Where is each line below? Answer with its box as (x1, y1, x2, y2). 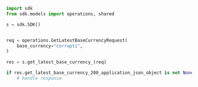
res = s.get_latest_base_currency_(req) (6, 59, 107, 65)
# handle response (16, 75, 62, 81)
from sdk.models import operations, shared (6, 11, 115, 17)
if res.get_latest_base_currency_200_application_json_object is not (6, 70, 181, 76)
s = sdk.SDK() (6, 21, 41, 28)
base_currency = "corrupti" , (16, 43, 83, 49)
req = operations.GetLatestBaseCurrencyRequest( (6, 37, 128, 43)
